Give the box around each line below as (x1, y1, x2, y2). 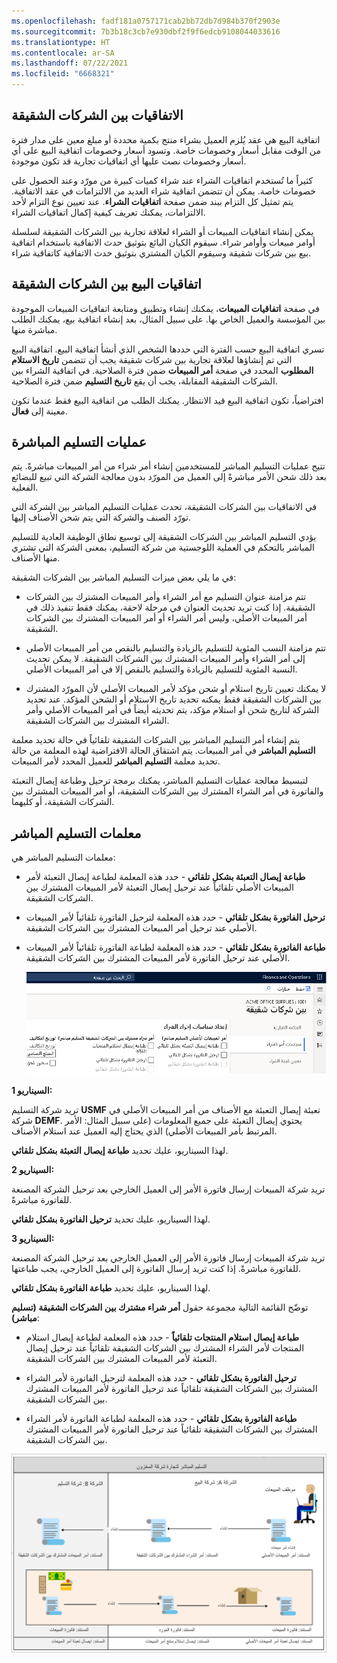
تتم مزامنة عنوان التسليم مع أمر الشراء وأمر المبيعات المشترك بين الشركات (25, 591, 307, 603)
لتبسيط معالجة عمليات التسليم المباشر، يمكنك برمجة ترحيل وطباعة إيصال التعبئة (11, 775, 309, 787)
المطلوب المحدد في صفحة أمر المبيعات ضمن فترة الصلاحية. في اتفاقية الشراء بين (11, 364, 314, 376)
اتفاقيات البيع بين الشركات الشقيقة (11, 276, 202, 293)
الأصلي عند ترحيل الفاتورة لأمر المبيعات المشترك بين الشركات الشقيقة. (25, 952, 291, 964)
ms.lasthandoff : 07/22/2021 (11, 58, 129, 69)
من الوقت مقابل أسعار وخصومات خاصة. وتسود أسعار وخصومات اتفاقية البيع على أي (11, 144, 321, 156)
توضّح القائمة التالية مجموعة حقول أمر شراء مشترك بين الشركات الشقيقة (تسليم (11, 1301, 309, 1313)
